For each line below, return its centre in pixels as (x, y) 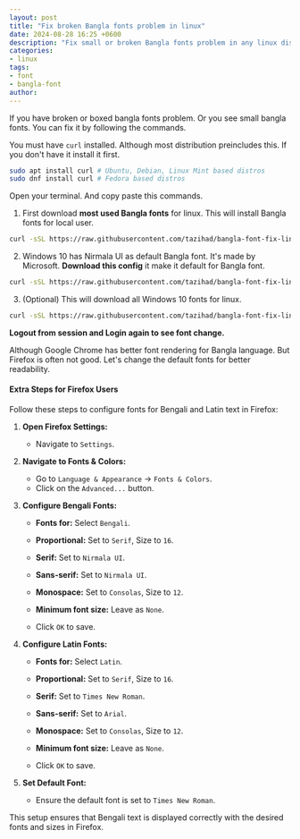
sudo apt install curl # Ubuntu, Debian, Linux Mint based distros (137, 171)
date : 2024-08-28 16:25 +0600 (66, 34)
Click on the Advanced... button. (95, 488)
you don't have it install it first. (65, 154)
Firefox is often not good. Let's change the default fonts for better (130, 360)
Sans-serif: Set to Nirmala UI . (91, 575)
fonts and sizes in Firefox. (57, 827)
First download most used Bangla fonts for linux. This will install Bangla (154, 213)
